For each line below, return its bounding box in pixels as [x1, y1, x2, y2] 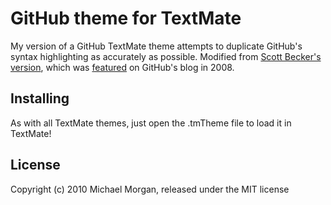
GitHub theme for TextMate [10, 7, 242, 30]
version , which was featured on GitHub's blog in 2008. [10, 61, 235, 73]
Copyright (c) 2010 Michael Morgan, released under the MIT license [10, 183, 290, 195]
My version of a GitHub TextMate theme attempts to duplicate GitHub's [10, 40, 303, 52]
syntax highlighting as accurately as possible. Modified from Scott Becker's [10, 50, 322, 62]
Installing [10, 90, 70, 107]
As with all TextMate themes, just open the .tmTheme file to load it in [10, 117, 292, 129]
